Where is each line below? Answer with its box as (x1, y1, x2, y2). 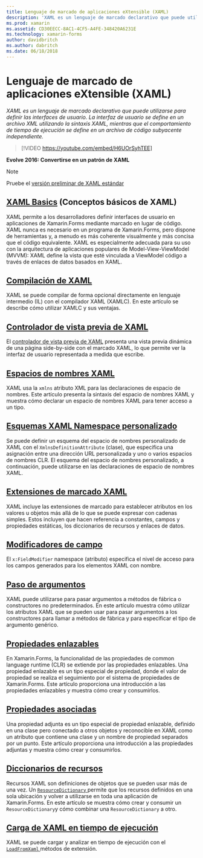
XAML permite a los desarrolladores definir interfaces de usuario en (6, 213, 175, 221)
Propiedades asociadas (6, 705, 97, 715)
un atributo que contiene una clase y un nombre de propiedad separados (6, 733, 188, 740)
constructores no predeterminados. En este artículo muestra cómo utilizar (6, 602, 190, 609)
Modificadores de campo (6, 539, 103, 550)
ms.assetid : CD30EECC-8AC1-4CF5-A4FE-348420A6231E (6, 25, 137, 32)
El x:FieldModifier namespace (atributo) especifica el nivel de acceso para (6, 555, 195, 563)
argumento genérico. (6, 621, 59, 628)
